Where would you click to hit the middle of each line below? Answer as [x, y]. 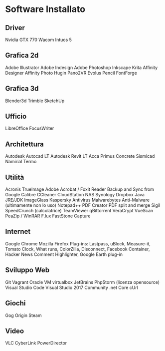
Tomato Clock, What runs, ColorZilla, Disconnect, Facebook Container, [78, 249]
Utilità [15, 177]
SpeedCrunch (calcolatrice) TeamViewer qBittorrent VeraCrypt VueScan [79, 211]
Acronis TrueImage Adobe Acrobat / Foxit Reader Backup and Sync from [80, 189]
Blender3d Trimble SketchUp [35, 101]
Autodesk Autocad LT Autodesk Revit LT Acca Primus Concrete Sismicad [80, 156]
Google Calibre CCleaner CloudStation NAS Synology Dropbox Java [75, 195]
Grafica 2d [22, 55]
